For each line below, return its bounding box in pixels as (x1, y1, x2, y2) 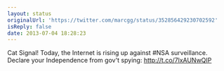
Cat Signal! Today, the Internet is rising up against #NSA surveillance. (7, 49, 209, 57)
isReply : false (7, 23, 52, 30)
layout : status (7, 10, 52, 17)
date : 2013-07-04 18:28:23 (7, 29, 86, 37)
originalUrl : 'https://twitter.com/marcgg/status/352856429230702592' (7, 17, 218, 24)
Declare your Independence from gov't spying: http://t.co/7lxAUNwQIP (7, 56, 212, 65)
